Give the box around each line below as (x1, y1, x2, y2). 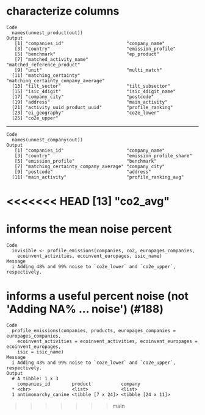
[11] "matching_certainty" (12, 72, 81, 79)
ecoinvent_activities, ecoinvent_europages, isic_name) (17, 253, 163, 260)
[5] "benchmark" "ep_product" (14, 51, 160, 57)
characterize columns (6, 4, 120, 18)
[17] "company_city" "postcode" (12, 93, 154, 100)
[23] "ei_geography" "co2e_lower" (12, 110, 160, 116)
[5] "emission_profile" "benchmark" (14, 158, 157, 164)
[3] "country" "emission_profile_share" (14, 152, 192, 159)
